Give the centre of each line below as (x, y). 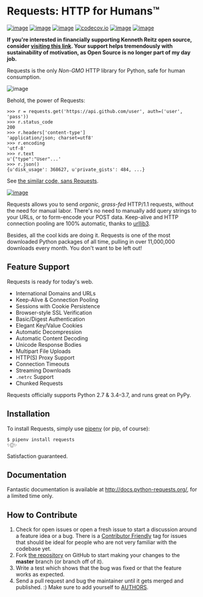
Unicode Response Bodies (49, 344)
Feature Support (38, 267)
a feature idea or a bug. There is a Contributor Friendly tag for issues (101, 536)
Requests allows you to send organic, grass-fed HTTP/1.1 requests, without (100, 204)
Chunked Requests (39, 383)
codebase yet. (34, 549)
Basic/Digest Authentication (50, 319)
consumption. (24, 77)
